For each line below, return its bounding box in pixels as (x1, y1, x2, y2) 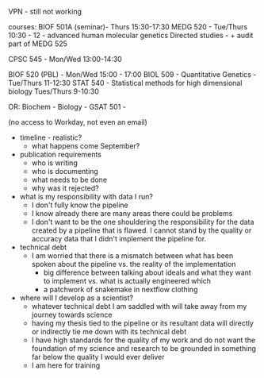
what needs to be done (31, 175, 108, 184)
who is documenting (31, 167, 99, 175)
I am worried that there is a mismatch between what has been (31, 251, 234, 260)
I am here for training (31, 361, 101, 370)
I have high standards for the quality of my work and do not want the (31, 335, 256, 345)
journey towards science (31, 310, 113, 319)
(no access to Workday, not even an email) (8, 118, 148, 126)
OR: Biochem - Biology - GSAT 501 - (8, 102, 127, 111)
